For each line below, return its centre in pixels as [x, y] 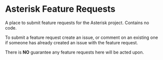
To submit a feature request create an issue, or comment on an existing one [81, 37]
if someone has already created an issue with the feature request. [72, 42]
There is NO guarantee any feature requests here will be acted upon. [74, 52]
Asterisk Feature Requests [60, 9]
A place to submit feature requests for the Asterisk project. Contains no [77, 23]
